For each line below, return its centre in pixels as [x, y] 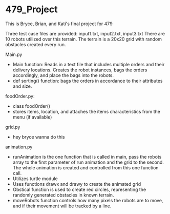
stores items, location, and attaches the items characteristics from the [86, 111]
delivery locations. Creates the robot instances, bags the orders [80, 70]
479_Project [31, 9]
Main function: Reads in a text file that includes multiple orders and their [89, 64]
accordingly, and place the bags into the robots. [63, 75]
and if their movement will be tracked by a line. [62, 206]
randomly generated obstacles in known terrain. [63, 195]
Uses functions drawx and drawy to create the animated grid [77, 184]
